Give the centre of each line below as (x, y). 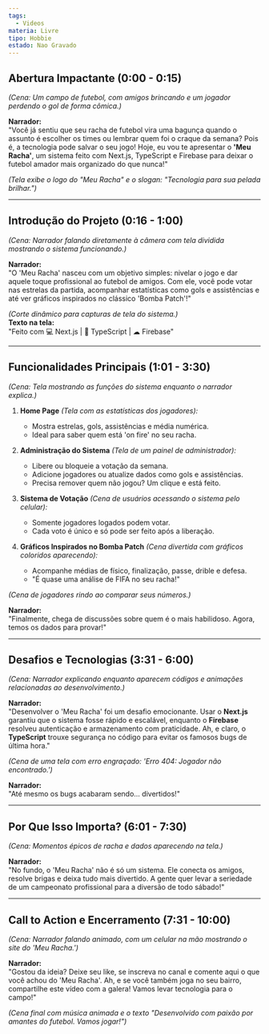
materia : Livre (34, 30)
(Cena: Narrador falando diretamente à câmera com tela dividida (116, 240)
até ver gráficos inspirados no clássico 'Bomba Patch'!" (100, 298)
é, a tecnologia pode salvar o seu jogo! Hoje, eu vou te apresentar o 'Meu (130, 147)
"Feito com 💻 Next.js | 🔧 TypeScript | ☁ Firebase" (91, 331)
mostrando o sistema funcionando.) (68, 249)
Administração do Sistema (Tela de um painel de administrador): (128, 450)
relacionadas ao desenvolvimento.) (67, 687)
